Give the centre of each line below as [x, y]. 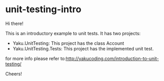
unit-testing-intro [43, 9]
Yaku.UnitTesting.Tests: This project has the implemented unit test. [83, 48]
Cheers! [14, 74]
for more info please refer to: [36, 58]
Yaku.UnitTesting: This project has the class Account [68, 43]
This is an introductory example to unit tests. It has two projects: [73, 33]
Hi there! [14, 23]
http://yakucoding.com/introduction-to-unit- [112, 58]
